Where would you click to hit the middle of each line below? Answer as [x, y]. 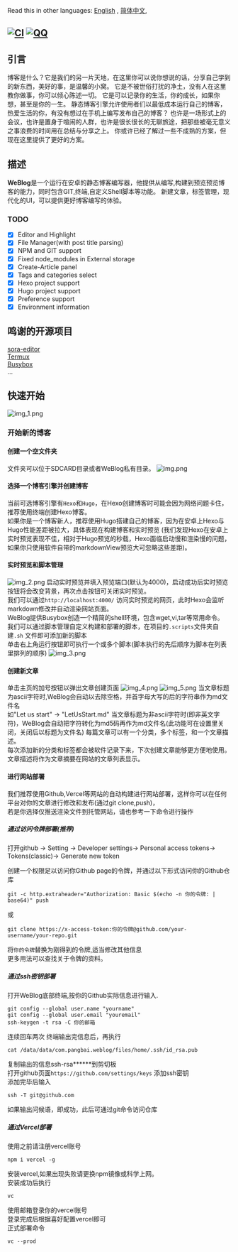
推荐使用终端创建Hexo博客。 [49, 512]
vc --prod [22, 1241]
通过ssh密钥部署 [32, 976]
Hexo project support [49, 283]
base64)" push [28, 900]
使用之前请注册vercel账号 [44, 1146]
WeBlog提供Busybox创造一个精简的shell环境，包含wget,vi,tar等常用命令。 [116, 618]
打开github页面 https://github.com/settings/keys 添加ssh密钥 [98, 1073]
